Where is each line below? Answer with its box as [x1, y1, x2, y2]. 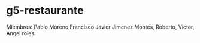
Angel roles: [6, 29, 36, 36]
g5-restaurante [6, 4, 84, 17]
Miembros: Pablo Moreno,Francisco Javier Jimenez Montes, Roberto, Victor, [6, 23, 195, 30]
